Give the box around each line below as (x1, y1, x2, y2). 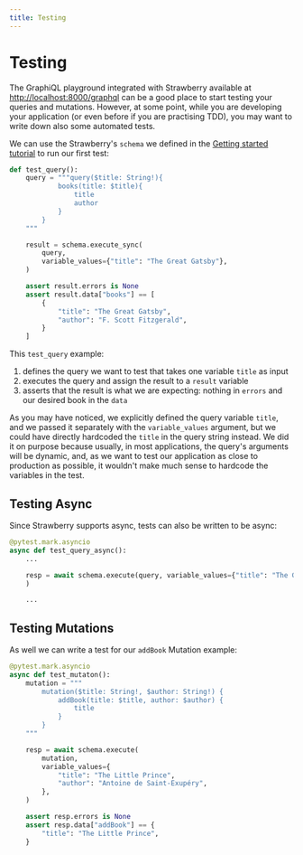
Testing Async (9, 496, 93, 512)
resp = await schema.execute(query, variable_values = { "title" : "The (25, 570, 289, 579)
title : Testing (9, 13, 67, 23)
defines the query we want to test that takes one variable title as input (22, 366, 289, 377)
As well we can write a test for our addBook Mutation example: (9, 644, 237, 655)
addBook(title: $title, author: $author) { (57, 695, 224, 705)
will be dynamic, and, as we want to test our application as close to (9, 451, 259, 462)
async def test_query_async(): (9, 546, 127, 555)
